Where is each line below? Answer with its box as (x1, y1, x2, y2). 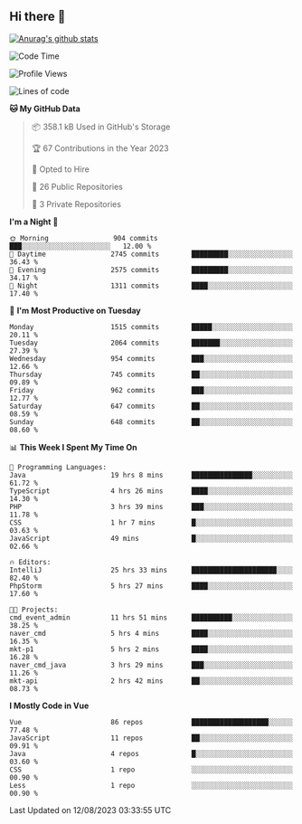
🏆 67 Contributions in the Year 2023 (31, 142, 169, 154)
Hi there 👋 (9, 9, 66, 24)
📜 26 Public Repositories (31, 181, 124, 192)
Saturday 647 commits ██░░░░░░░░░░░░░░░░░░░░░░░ (9, 402, 294, 411)
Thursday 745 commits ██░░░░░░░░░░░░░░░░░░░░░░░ (9, 370, 294, 379)
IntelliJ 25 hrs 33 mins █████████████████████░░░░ (9, 565, 294, 574)
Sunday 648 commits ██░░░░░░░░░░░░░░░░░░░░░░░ (9, 417, 294, 426)
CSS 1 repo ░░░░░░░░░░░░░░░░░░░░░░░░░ (9, 765, 294, 774)
